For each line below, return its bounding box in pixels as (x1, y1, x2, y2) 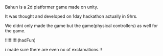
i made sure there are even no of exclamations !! (5, 47, 102, 52)
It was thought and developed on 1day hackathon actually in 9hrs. (5, 14, 138, 19)
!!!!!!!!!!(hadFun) (5, 37, 36, 43)
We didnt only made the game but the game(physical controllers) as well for (5, 23, 158, 28)
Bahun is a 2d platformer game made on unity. (5, 4, 98, 10)
